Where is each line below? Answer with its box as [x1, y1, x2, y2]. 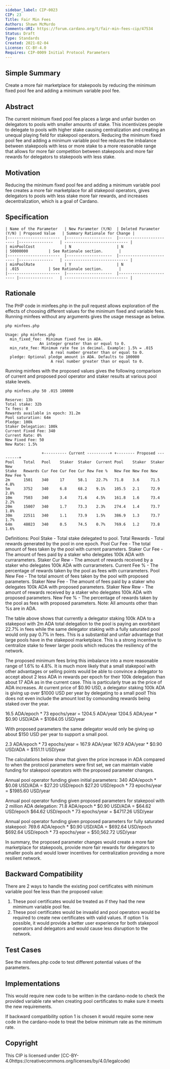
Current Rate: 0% [5, 433, 42, 438]
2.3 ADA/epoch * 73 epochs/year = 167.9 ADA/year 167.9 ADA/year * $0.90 [5, 741, 162, 747]
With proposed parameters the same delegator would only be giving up [5, 725, 154, 732]
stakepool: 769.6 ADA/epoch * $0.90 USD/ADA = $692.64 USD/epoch [5, 823, 152, 830]
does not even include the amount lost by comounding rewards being [5, 695, 151, 701]
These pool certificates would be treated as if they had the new [12, 898, 146, 905]
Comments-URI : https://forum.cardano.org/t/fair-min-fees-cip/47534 [5, 26, 153, 32]
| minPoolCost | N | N [5, 244, 124, 249]
